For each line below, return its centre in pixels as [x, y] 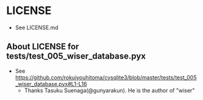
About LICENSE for [43, 47]
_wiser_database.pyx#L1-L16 [51, 84]
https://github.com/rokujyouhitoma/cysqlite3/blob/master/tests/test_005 [106, 77]
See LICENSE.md [37, 27]
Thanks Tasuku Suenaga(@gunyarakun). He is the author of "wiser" [109, 90]
